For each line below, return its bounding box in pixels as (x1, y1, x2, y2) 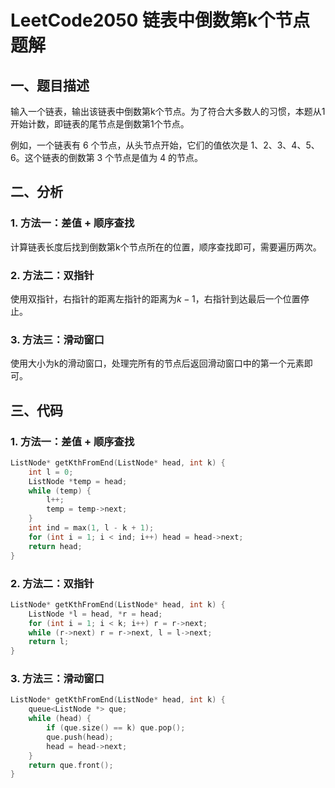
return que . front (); (28, 760, 114, 770)
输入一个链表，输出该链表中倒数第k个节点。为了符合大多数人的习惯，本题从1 (10, 106, 326, 117)
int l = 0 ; (28, 467, 74, 477)
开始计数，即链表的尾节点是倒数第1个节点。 (10, 118, 190, 130)
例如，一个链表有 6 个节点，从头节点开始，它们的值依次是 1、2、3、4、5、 (10, 139, 320, 151)
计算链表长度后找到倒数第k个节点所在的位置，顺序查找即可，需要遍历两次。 (10, 241, 322, 253)
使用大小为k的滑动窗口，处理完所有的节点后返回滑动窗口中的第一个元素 (10, 357, 305, 370)
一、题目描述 (10, 77, 90, 94)
